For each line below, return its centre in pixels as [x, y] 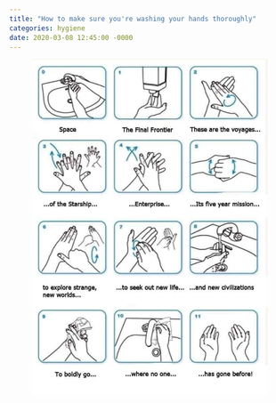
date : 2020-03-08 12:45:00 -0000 [71, 37]
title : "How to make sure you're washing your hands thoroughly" [133, 19]
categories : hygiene [48, 28]
